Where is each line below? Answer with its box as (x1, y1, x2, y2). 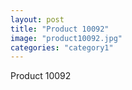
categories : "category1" (10, 42, 114, 53)
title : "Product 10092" (10, 24, 110, 34)
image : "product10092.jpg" (10, 33, 123, 43)
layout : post (10, 14, 65, 25)
